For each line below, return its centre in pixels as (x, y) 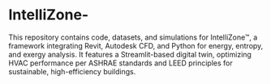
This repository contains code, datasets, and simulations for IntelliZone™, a (133, 37)
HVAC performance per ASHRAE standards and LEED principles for (120, 63)
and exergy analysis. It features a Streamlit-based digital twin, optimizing (130, 54)
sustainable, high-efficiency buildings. (72, 71)
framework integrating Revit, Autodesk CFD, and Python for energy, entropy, (136, 45)
